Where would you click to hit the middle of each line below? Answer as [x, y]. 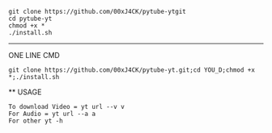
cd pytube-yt [30, 19]
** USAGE [25, 92]
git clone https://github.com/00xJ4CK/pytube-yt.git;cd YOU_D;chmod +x [132, 70]
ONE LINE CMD [34, 55]
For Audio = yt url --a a [52, 114]
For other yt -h [36, 121]
